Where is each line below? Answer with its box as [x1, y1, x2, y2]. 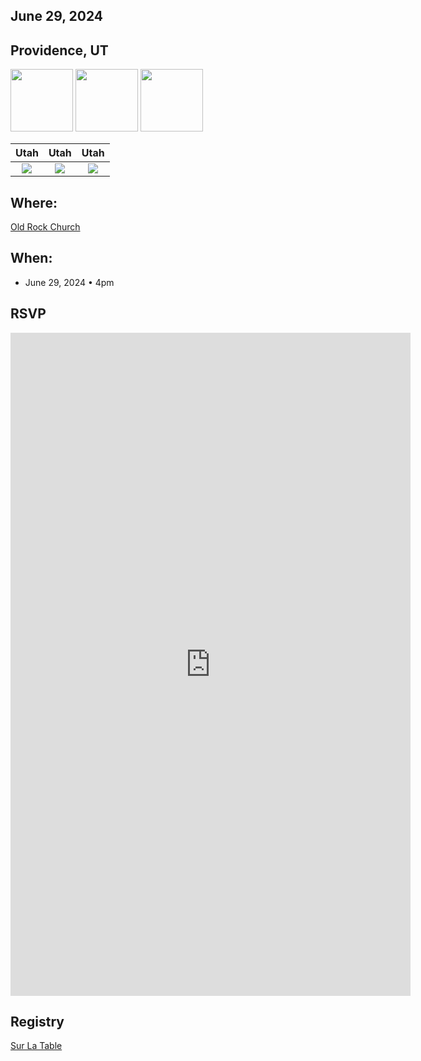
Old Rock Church [10, 221, 81, 233]
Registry [10, 1014, 65, 1031]
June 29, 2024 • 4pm [24, 276, 115, 288]
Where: [10, 194, 58, 211]
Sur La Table [10, 1040, 63, 1052]
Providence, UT [10, 42, 109, 59]
